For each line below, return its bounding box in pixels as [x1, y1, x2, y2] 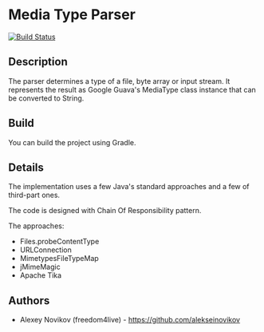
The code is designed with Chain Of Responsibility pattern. [8, 206, 202, 215]
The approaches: [8, 221, 65, 231]
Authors [8, 294, 50, 307]
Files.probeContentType [19, 237, 100, 247]
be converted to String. [8, 93, 85, 103]
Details [8, 160, 44, 174]
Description [8, 55, 68, 69]
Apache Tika [19, 271, 62, 280]
